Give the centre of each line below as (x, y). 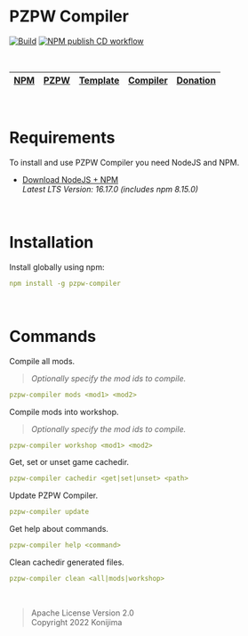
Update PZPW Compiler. (54, 495)
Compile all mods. (42, 361)
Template (99, 80)
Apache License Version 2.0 (83, 613)
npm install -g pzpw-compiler (65, 283)
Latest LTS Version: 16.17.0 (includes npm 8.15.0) (110, 189)
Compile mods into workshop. (64, 412)
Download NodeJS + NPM (70, 179)
